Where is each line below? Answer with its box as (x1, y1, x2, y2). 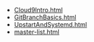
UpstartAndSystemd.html (13, 21, 88, 28)
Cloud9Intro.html (13, 6, 63, 14)
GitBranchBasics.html (13, 13, 76, 21)
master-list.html (13, 28, 60, 36)
